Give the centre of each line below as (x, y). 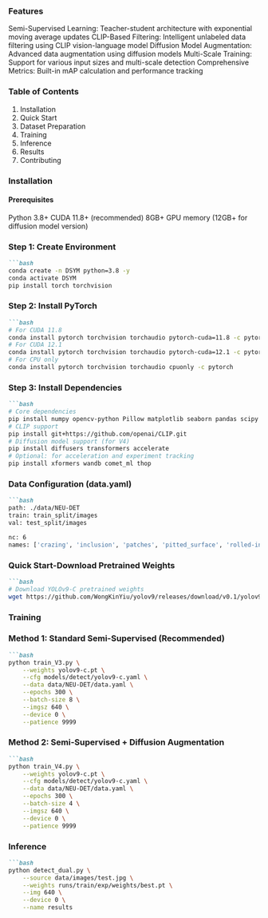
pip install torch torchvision (60, 285)
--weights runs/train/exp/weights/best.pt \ (98, 885)
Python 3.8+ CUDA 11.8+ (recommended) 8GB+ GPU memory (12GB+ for (128, 217)
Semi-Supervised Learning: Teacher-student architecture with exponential (130, 29)
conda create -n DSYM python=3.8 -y (69, 270)
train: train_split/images (53, 516)
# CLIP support (33, 426)
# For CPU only (33, 360)
